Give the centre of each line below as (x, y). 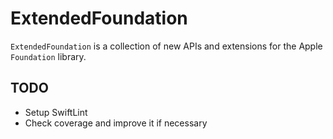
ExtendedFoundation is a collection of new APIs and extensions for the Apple (166, 46)
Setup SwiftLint (56, 112)
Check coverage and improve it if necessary (116, 123)
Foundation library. (48, 56)
